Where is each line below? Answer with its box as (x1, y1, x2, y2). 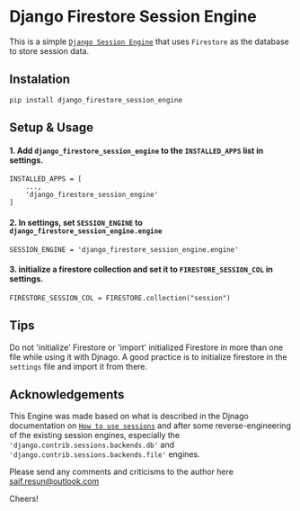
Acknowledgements (9, 387, 125, 402)
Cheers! (9, 493, 39, 505)
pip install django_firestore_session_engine (9, 95, 182, 104)
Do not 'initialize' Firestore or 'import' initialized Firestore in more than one (9, 342, 284, 353)
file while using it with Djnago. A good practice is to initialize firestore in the (9, 351, 287, 362)
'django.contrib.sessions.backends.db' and (9, 439, 175, 451)
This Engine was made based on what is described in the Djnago (9, 411, 249, 422)
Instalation (9, 72, 70, 87)
